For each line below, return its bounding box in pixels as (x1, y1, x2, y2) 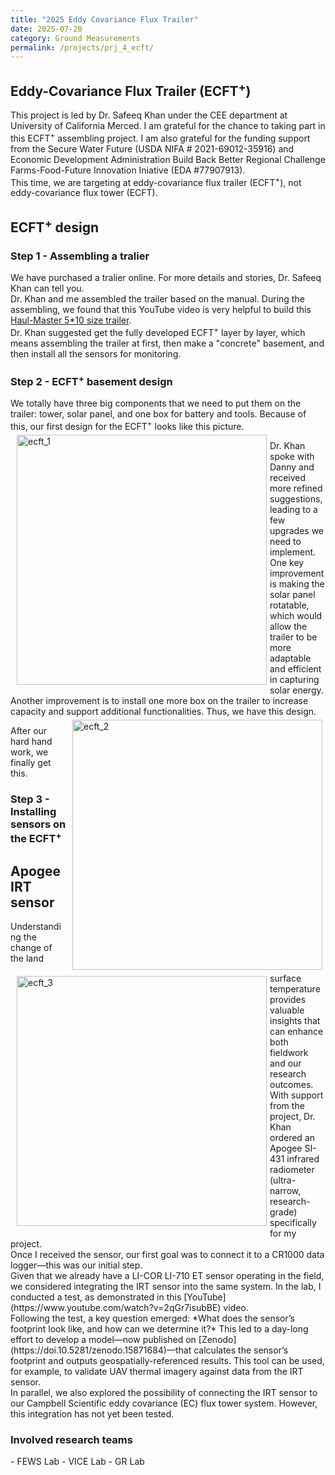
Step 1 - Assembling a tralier (10, 249, 150, 263)
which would (269, 610, 323, 622)
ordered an (269, 1132, 316, 1144)
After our (10, 725, 48, 737)
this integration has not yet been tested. (10, 1408, 175, 1420)
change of (10, 942, 53, 954)
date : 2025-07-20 (10, 24, 83, 34)
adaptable (269, 652, 312, 665)
